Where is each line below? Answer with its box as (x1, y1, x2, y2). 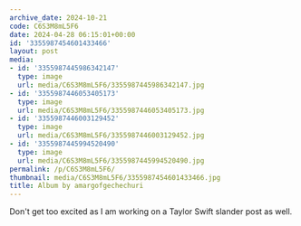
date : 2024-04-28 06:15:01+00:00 (9, 30, 136, 39)
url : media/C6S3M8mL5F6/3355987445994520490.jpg (17, 155, 205, 165)
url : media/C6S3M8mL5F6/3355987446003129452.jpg (17, 131, 205, 140)
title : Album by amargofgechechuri (9, 182, 144, 191)
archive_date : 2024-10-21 (9, 13, 107, 23)
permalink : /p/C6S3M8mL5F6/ (9, 165, 116, 174)
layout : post (9, 47, 59, 56)
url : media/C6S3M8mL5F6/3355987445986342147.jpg (17, 80, 205, 89)
